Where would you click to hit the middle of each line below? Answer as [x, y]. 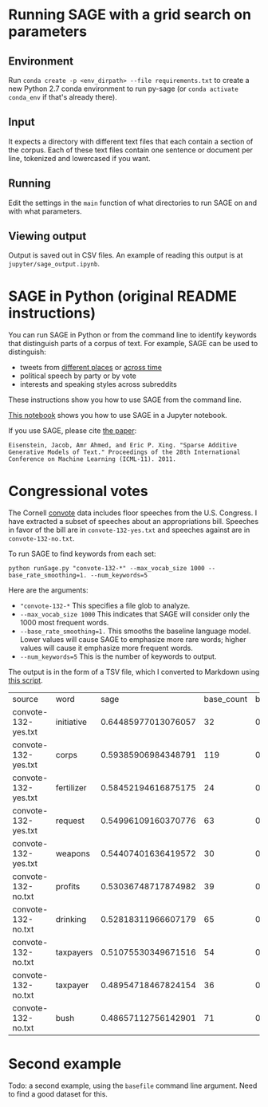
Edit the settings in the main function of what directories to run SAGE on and [133, 203]
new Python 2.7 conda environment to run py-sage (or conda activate [124, 89]
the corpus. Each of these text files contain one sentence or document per [131, 150]
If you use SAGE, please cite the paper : [73, 431]
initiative [71, 722]
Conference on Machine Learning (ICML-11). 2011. [93, 459]
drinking [71, 920]
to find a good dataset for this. [58, 1094]
